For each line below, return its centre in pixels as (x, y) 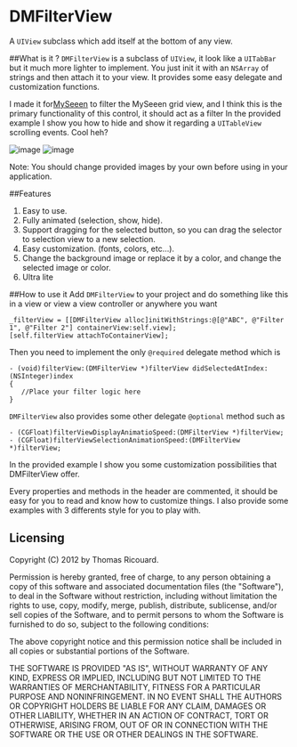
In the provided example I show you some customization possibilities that (143, 464)
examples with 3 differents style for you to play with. (105, 510)
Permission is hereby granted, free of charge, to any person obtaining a (140, 577)
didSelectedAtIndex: (230, 368)
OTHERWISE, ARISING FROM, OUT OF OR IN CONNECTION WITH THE (139, 725)
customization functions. (55, 86)
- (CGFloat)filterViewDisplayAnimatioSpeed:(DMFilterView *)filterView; (147, 432)
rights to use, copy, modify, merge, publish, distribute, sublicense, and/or (143, 605)
